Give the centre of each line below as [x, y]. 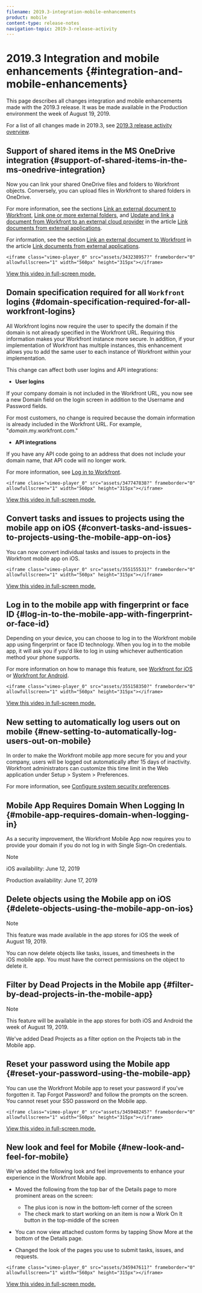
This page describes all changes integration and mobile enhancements [94, 101]
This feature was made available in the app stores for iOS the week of [93, 935]
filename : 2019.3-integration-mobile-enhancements [71, 12]
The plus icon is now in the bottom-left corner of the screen [98, 1207]
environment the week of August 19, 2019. [58, 114]
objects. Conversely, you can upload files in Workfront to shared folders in [99, 190]
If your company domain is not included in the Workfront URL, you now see [99, 393]
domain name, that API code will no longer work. [66, 460]
